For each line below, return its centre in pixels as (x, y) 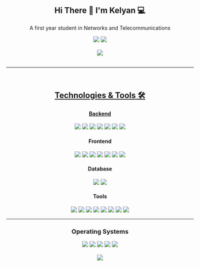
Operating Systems (100, 231)
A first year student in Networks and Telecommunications (100, 28)
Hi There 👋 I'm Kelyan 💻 (100, 10)
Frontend (100, 141)
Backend (100, 113)
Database (100, 169)
